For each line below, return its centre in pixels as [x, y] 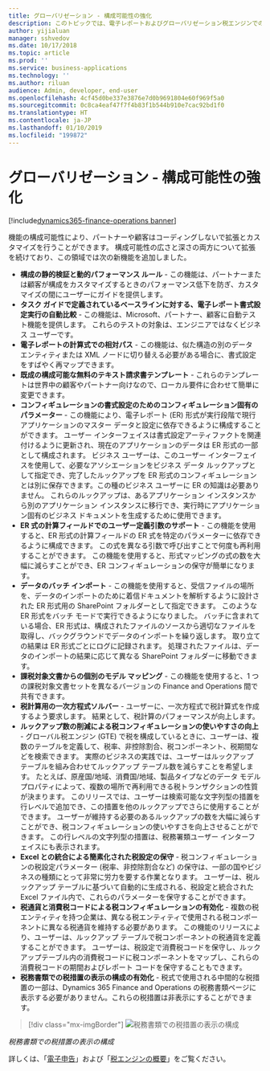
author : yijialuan [39, 31]
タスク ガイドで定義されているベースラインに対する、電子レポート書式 [137, 304]
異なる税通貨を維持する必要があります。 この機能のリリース [147, 927]
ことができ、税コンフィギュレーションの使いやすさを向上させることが [135, 826]
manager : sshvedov [39, 38]
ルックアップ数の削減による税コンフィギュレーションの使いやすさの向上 [139, 726]
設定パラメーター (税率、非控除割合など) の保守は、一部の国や [144, 867]
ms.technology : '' [39, 76]
